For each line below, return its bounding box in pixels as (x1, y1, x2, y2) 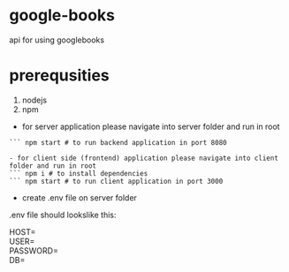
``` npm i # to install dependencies (9, 169, 148, 178)
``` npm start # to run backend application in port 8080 (9, 138, 227, 147)
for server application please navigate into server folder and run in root (21, 121, 280, 132)
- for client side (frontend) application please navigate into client (9, 154, 278, 162)
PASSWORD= (9, 245, 59, 256)
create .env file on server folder (21, 192, 137, 203)
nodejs (21, 94, 47, 105)
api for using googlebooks (9, 34, 104, 45)
